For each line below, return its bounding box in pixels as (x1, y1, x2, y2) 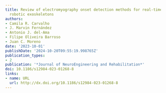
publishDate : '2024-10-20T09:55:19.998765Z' (5, 48, 98, 53)
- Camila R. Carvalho (5, 21, 50, 26)
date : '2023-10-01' (5, 44, 45, 49)
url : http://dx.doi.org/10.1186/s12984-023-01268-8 (9, 80, 119, 85)
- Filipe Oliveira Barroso (5, 35, 61, 40)
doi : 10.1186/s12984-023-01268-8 (5, 67, 74, 72)
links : (5, 71, 19, 76)
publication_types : (5, 53, 45, 58)
